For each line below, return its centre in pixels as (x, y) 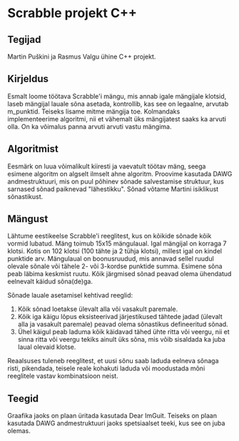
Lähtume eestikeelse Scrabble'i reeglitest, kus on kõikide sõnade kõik (110, 236)
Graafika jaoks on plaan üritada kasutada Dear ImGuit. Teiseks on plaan (112, 416)
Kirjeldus (28, 79)
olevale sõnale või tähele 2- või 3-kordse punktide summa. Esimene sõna (115, 266)
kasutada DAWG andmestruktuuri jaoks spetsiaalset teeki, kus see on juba (116, 423)
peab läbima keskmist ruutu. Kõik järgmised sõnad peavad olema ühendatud (119, 274)
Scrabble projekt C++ (72, 13)
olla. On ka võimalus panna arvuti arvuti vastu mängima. (90, 126)
